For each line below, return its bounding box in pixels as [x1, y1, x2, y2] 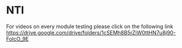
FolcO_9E [6, 35, 29, 42]
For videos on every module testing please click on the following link [6, 23, 174, 30]
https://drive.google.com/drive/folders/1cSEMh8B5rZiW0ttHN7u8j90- [6, 29, 176, 36]
